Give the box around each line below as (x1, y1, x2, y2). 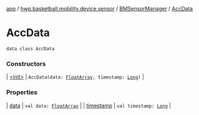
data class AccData (6, 46, 55, 52)
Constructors (6, 59, 46, 68)
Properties (6, 88, 38, 96)
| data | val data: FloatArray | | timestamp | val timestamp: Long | (6, 102, 172, 109)
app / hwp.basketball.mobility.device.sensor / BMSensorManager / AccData (6, 5, 193, 12)
